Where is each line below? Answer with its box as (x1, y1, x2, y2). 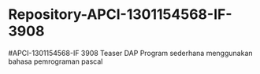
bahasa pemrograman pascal (8, 57, 103, 66)
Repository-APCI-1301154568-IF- (8, 6, 232, 24)
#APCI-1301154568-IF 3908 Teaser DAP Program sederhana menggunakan (8, 48, 254, 57)
